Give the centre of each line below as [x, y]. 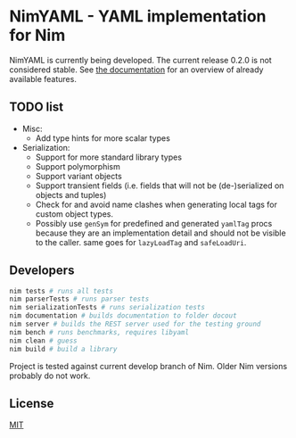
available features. [43, 79]
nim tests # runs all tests [62, 291]
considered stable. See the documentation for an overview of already [136, 70]
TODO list [37, 107]
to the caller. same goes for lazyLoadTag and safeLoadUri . [141, 242]
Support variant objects [78, 176]
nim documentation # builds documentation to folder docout [123, 316]
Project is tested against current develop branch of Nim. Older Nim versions [148, 366]
